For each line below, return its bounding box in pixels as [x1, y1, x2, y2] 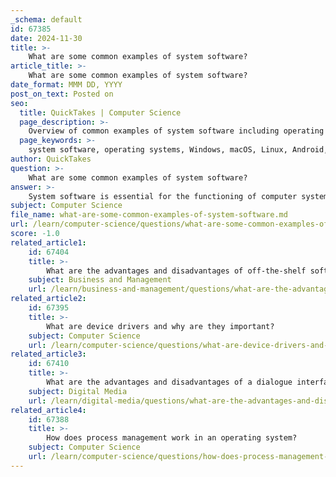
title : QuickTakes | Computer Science [19, 107, 182, 118]
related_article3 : [10, 349, 87, 360]
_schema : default [10, 14, 83, 25]
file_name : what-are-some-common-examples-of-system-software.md [10, 210, 288, 220]
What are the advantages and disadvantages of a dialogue [46, 377, 293, 387]
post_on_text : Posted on [10, 89, 114, 99]
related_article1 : [10, 237, 87, 248]
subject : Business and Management [28, 275, 172, 285]
